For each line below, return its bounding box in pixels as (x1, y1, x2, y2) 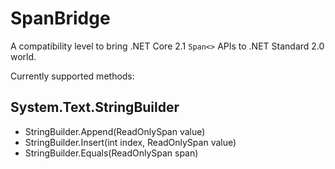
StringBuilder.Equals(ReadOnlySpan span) (24, 147, 199, 159)
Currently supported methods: (10, 70, 135, 82)
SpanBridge (10, 7, 111, 30)
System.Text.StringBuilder (10, 99, 180, 116)
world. (10, 50, 37, 62)
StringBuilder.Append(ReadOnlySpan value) (24, 125, 206, 137)
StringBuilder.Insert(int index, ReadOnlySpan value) (24, 136, 237, 148)
